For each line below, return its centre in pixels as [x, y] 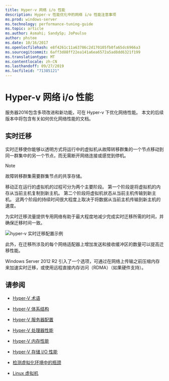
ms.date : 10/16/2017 [27, 43]
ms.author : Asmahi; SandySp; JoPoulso [46, 33]
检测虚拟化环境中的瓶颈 [37, 362]
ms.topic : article [24, 29]
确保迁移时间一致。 [25, 223]
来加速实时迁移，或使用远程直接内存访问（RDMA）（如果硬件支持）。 [76, 267]
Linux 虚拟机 [25, 373]
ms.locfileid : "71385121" [32, 71]
